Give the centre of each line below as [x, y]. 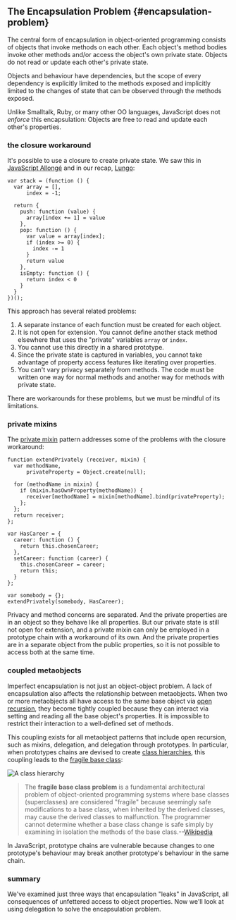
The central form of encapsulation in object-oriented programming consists [117, 39]
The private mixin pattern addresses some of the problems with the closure [117, 439]
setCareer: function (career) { [61, 559]
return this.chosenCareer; [60, 546]
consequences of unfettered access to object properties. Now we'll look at [116, 901]
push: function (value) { [58, 212]
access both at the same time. [51, 652]
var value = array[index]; [66, 237]
